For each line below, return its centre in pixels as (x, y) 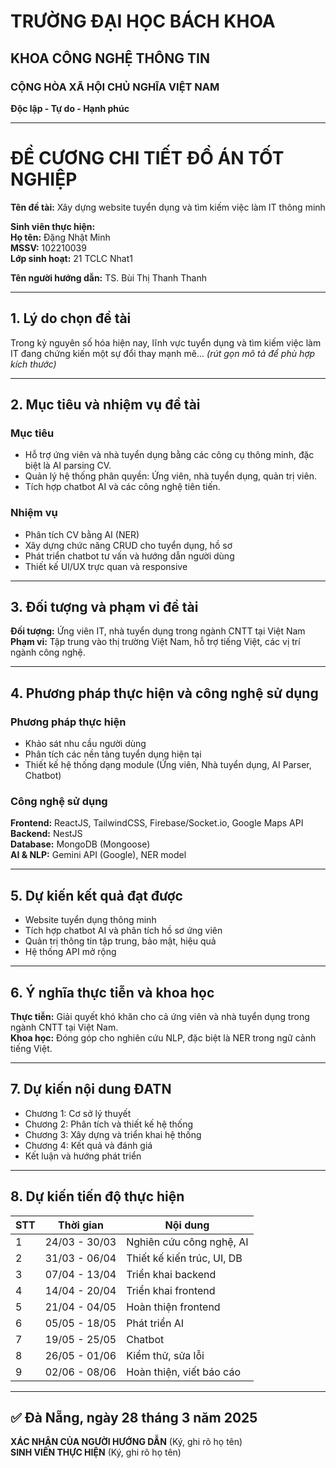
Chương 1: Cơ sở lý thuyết (78, 1113)
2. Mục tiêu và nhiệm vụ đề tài (105, 405)
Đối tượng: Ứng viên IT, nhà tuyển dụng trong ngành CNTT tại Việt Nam (158, 631)
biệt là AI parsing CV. (68, 466)
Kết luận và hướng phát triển (83, 1156)
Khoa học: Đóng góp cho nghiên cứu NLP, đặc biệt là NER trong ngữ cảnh (163, 1038)
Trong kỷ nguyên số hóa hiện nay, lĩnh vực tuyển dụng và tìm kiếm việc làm (166, 342)
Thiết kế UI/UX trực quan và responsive (106, 566)
